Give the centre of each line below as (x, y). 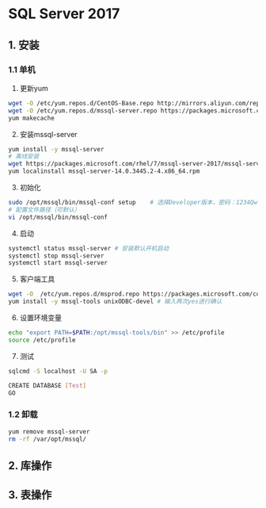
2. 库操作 (30, 466)
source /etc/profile (42, 340)
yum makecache (32, 118)
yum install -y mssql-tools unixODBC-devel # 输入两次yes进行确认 (115, 302)
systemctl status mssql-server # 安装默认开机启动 (89, 248)
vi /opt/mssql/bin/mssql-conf (58, 217)
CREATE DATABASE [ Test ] (47, 385)
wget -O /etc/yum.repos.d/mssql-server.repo (83, 111)
